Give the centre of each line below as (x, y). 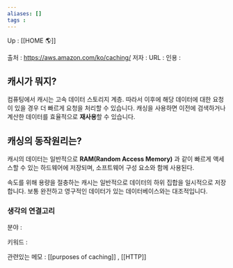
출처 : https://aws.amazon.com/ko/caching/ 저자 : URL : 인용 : (94, 57)
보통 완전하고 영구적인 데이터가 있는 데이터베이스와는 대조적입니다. (118, 191)
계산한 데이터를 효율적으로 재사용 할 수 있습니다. (71, 117)
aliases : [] (24, 14)
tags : (17, 20)
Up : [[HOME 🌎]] (32, 40)
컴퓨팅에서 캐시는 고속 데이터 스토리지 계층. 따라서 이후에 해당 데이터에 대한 (109, 100)
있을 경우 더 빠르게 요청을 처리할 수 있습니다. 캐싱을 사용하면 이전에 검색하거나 (120, 108)
